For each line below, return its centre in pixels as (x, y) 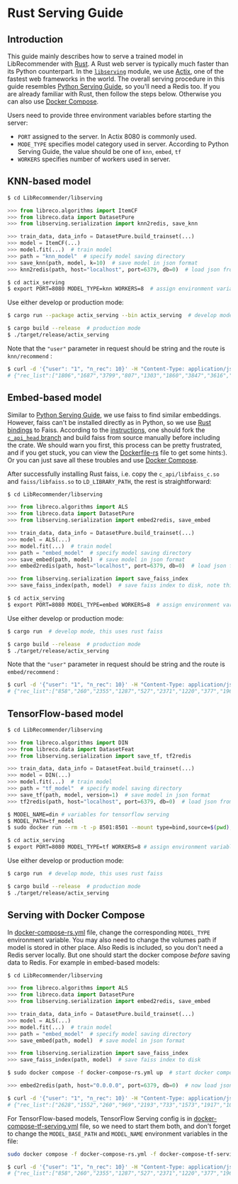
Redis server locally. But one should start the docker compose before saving (119, 955)
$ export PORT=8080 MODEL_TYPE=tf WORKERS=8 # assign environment (107, 847)
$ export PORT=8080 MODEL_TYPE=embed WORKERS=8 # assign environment (114, 604)
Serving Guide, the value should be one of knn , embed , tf (100, 151)
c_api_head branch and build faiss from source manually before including (114, 437)
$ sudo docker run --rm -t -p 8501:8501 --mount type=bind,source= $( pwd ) (119, 828)
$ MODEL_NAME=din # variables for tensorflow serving (89, 814)
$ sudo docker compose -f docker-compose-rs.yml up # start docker (110, 1073)
